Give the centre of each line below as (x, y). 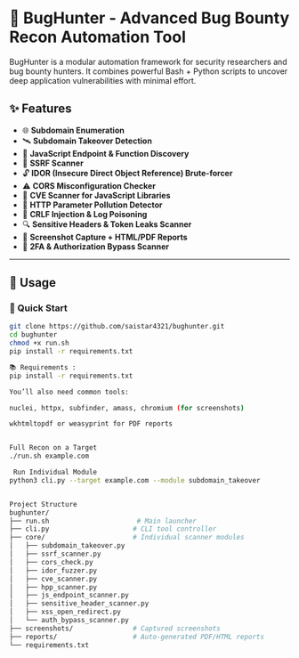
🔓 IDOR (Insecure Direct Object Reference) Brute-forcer (127, 173)
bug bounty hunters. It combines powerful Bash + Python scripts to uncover (149, 71)
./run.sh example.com (49, 456)
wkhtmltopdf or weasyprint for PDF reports (91, 424)
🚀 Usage (32, 283)
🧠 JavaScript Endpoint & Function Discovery (105, 153)
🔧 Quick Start (39, 308)
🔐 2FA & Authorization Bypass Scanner (95, 246)
